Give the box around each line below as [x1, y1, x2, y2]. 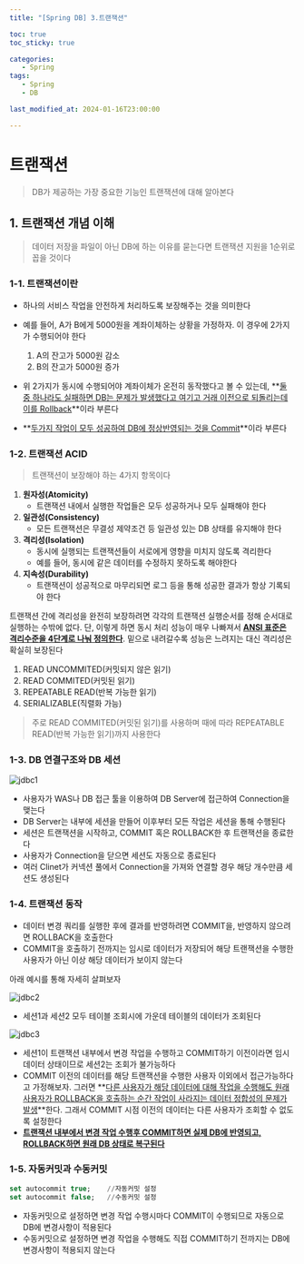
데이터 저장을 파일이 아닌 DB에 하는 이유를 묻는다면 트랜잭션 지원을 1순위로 [31, 242, 296, 252]
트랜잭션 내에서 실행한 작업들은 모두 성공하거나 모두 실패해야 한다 [35, 500, 267, 511]
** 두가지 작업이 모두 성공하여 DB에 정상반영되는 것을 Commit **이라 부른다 [22, 422, 288, 433]
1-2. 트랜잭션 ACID [9, 447, 88, 459]
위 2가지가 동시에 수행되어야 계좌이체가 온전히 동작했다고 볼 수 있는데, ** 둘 [22, 380, 288, 391]
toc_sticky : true [9, 38, 75, 47]
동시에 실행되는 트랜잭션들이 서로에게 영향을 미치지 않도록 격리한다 [35, 546, 272, 557]
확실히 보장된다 [9, 644, 64, 655]
